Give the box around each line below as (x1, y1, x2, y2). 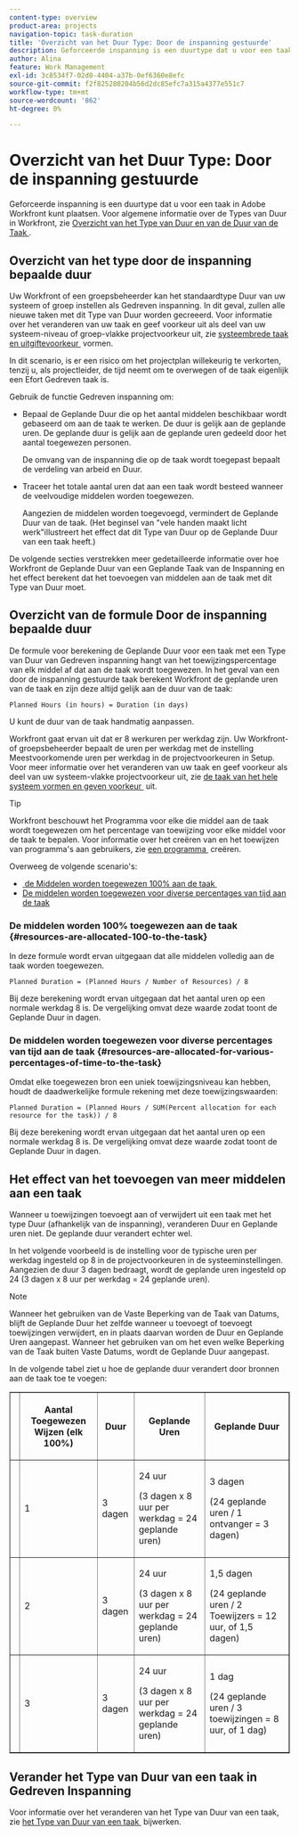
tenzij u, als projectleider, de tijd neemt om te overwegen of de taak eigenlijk (9, 365, 289, 375)
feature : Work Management (9, 63, 105, 72)
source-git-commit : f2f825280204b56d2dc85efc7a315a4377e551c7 (9, 79, 245, 88)
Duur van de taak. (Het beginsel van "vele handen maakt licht (21, 518, 247, 528)
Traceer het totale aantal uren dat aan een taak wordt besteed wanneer (21, 481, 284, 491)
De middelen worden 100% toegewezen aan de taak (9, 919, 238, 931)
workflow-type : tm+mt (9, 87, 90, 96)
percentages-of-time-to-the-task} (9, 1057, 162, 1070)
